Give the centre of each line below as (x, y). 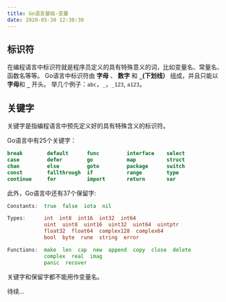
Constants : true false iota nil (59, 206)
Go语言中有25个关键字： (42, 141)
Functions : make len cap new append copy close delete (99, 250)
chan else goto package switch (96, 166)
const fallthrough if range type (93, 172)
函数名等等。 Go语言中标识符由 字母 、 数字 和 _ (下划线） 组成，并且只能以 (113, 75)
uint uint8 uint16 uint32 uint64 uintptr (111, 225)
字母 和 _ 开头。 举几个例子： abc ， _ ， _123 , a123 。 (76, 84)
